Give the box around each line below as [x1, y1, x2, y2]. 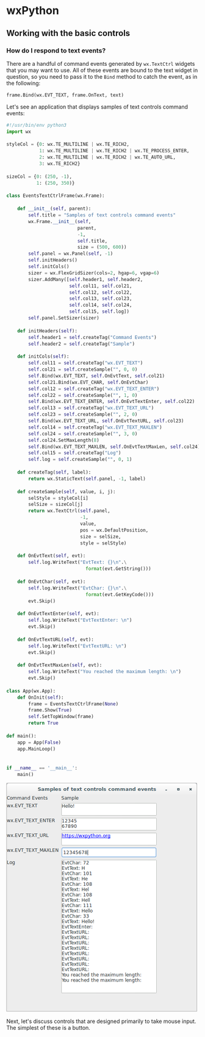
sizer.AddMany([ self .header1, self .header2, [28, 276, 143, 282]
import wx [6, 129, 32, 135]
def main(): [6, 733, 37, 739]
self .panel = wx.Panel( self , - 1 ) [28, 251, 113, 257]
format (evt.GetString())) [85, 566, 151, 572]
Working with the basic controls [6, 28, 131, 38]
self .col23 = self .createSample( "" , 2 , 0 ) [28, 412, 138, 418]
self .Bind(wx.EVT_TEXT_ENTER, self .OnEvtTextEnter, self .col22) [28, 399, 195, 405]
